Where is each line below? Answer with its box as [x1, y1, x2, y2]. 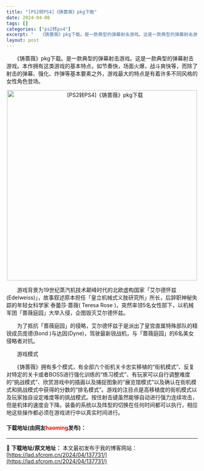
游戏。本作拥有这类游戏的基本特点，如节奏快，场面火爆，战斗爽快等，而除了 [6, 62, 198, 69]
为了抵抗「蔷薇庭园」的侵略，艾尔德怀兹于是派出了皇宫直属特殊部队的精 [16, 322, 198, 329]
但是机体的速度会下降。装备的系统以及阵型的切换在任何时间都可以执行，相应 [6, 402, 198, 408]
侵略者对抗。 [6, 338, 38, 344]
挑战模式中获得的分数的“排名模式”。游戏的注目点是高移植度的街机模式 [16, 386, 192, 393]
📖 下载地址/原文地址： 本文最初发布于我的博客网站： [6, 444, 138, 452]
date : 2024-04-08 [6, 15, 50, 21]
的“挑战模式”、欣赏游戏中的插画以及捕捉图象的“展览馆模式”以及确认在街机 [6, 378, 191, 386]
